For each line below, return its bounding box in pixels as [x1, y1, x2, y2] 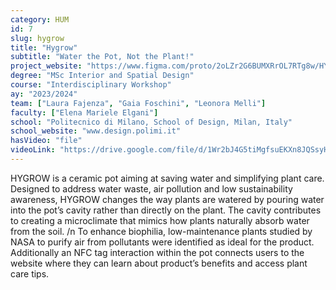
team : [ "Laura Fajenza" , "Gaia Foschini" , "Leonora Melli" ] [10, 98, 267, 108]
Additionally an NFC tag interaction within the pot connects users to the [10, 246, 305, 258]
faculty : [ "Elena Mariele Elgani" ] [10, 107, 159, 118]
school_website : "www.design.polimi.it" [10, 126, 182, 136]
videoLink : [10, 145, 56, 155]
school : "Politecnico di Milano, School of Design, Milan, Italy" [10, 117, 293, 127]
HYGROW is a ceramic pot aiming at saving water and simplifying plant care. [10, 172, 325, 184]
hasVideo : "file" [10, 136, 83, 146]
